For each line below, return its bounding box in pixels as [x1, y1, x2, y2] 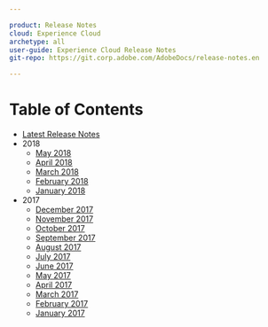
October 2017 [35, 223, 86, 234]
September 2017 [35, 232, 96, 244]
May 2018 [35, 148, 72, 159]
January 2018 [35, 185, 86, 196]
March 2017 [35, 289, 79, 300]
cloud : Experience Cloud [9, 28, 101, 38]
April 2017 [35, 280, 73, 291]
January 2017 [35, 308, 86, 319]
